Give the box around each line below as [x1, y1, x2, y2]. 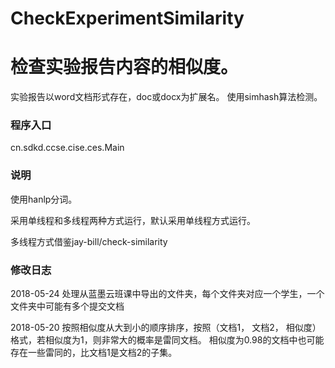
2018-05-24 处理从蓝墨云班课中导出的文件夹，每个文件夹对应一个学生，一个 [10, 288, 325, 300]
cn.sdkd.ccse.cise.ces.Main [10, 142, 125, 154]
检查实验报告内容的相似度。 [10, 56, 239, 79]
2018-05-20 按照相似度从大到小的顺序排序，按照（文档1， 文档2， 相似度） [10, 322, 322, 334]
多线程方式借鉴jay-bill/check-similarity [10, 235, 168, 247]
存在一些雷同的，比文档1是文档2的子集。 [10, 347, 178, 359]
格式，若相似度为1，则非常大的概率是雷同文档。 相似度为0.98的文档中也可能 [10, 334, 325, 346]
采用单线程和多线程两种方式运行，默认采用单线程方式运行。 [10, 214, 256, 226]
